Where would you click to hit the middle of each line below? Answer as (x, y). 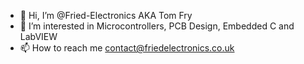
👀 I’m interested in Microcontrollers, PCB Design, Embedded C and (157, 26)
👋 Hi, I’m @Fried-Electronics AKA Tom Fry (106, 15)
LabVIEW (38, 36)
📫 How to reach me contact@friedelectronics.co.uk (127, 48)
